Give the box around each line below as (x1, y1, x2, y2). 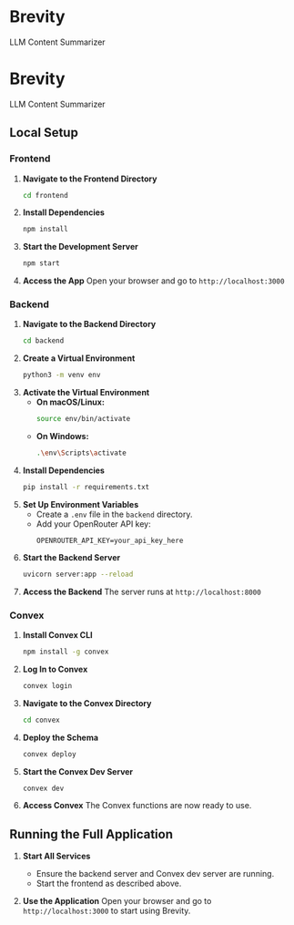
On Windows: (35, 431, 89, 442)
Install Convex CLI (22, 630, 93, 641)
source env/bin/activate (35, 415, 131, 424)
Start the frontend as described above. (35, 878, 182, 889)
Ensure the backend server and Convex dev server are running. (35, 868, 275, 879)
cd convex (22, 715, 61, 725)
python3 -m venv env (22, 371, 101, 380)
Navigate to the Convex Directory (22, 697, 152, 708)
